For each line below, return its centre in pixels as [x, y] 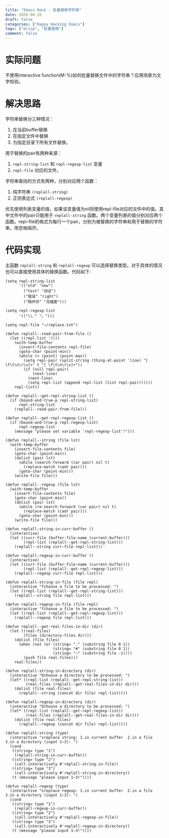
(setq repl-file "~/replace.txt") [42, 325]
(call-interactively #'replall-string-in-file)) [67, 764]
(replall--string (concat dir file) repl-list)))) [73, 693]
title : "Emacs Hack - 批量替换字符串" [44, 10]
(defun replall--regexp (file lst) [43, 485]
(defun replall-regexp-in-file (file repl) [52, 604]
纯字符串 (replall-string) [40, 192]
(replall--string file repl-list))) [53, 595]
